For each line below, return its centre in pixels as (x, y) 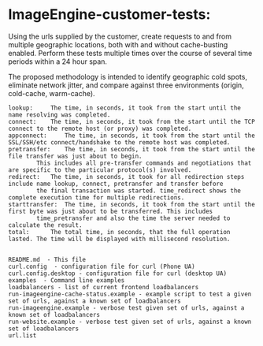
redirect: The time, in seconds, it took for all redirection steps (126, 177)
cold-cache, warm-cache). (52, 93)
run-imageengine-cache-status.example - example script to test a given (130, 294)
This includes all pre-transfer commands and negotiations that (144, 163)
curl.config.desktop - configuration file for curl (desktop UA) (117, 273)
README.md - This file (47, 259)
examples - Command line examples (67, 280)
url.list (22, 335)
